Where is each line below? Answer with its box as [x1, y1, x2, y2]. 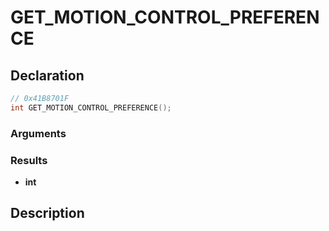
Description [10, 205, 85, 222]
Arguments [10, 126, 67, 140]
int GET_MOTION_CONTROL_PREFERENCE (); [10, 102, 172, 113]
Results [10, 153, 48, 167]
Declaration [10, 67, 85, 84]
